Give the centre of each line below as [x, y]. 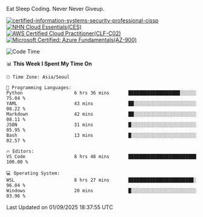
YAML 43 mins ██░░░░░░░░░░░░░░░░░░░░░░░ [101, 104]
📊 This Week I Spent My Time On [49, 64]
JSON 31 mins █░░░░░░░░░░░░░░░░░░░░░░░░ [101, 125]
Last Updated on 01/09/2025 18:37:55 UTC [60, 207]
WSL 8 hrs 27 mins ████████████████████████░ [101, 180]
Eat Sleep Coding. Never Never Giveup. [55, 9]
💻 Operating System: [33, 173]
